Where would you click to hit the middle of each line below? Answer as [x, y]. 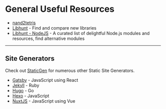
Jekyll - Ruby [26, 85]
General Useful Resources [60, 9]
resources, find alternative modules [48, 38]
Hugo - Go [23, 90]
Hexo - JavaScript [31, 96]
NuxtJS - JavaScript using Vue [44, 101]
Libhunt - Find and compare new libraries [54, 28]
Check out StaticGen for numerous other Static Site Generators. [70, 71]
